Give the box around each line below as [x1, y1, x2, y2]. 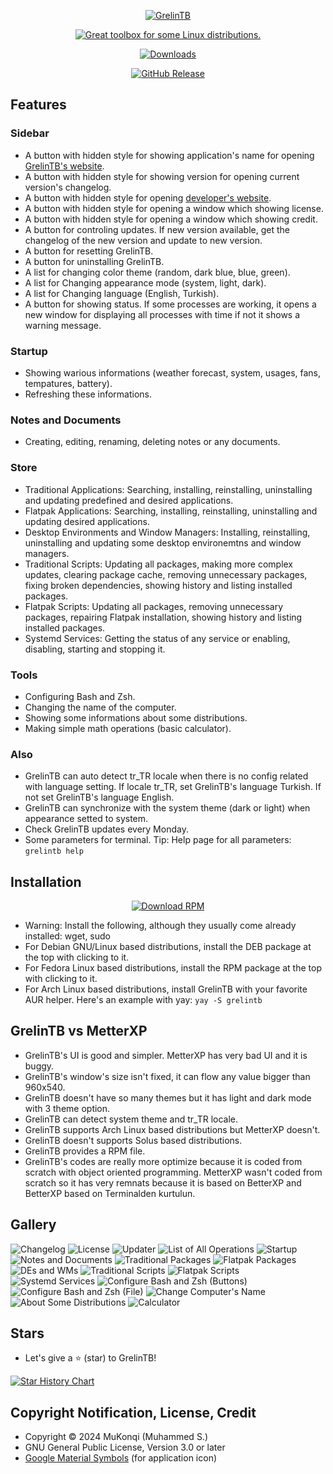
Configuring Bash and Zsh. [24, 690, 136, 702]
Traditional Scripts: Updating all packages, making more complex [24, 558, 294, 570]
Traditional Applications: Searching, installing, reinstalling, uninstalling [24, 483, 313, 495]
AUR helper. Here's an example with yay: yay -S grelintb [24, 993, 263, 1005]
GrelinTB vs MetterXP [10, 1023, 148, 1040]
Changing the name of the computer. [24, 701, 177, 713]
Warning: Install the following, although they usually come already [24, 919, 297, 931]
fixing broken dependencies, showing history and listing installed [24, 579, 293, 591]
